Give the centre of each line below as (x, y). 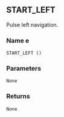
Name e (18, 40)
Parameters (24, 68)
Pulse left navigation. (32, 24)
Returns (18, 96)
